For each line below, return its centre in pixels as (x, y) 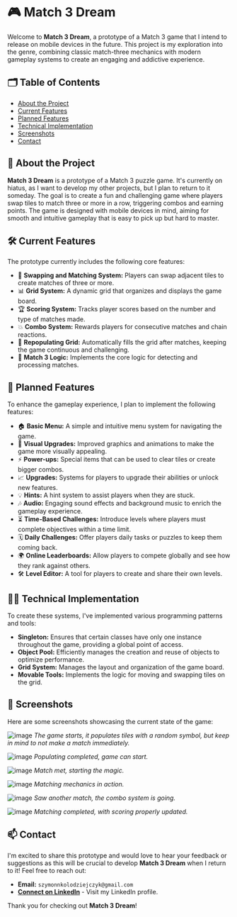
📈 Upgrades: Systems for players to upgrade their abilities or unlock (118, 477)
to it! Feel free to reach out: (47, 870)
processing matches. (48, 365)
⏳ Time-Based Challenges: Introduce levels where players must (112, 519)
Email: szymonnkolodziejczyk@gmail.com (75, 884)
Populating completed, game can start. (91, 756)
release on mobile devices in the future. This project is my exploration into (115, 44)
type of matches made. (51, 319)
